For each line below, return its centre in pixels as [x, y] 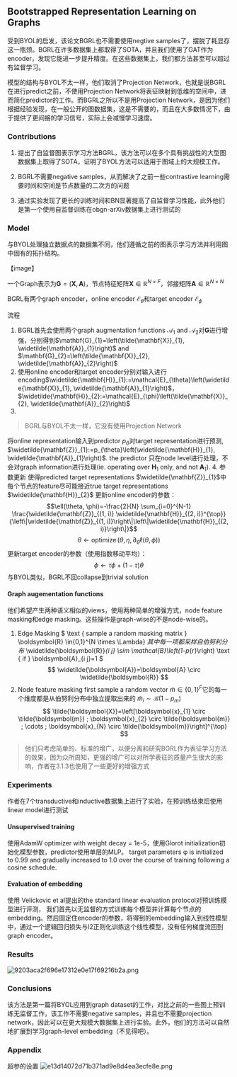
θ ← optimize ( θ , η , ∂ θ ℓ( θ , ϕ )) [119, 541]
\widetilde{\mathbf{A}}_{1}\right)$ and [73, 348]
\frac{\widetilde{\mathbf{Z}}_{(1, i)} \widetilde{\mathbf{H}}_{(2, [104, 514]
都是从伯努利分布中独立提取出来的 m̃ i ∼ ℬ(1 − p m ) [109, 699]
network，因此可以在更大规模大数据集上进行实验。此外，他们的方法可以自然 [118, 1022]
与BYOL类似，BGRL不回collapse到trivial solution [78, 577]
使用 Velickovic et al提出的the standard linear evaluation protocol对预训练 [114, 900]
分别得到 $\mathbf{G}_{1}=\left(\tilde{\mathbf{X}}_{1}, [108, 340]
